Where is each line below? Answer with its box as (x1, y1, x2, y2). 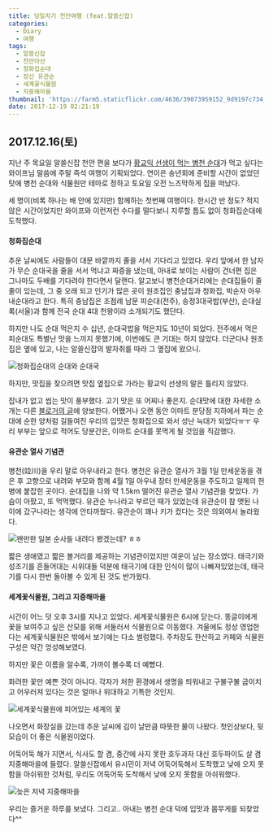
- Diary (15, 27, 42, 35)
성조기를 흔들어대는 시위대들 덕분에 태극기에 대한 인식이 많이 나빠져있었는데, (8, 562, 249, 572)
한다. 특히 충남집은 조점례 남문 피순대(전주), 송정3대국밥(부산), (43, 296, 240, 306)
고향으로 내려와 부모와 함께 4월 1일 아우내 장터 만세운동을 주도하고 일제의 (25, 476, 257, 486)
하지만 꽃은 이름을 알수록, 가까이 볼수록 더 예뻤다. (8, 659, 165, 669)
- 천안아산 (15, 58, 46, 66)
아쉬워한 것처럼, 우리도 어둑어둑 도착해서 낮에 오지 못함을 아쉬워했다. (23, 769, 240, 779)
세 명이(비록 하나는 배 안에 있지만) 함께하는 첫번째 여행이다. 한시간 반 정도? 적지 (8, 195, 260, 205)
